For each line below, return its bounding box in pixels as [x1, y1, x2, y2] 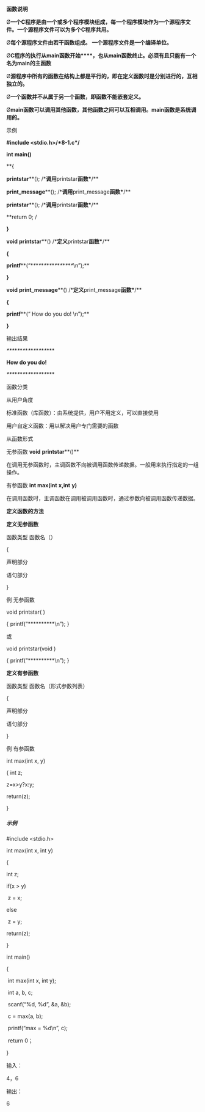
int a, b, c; [7, 989, 33, 996]
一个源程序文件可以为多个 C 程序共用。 [16, 26, 112, 33]
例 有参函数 [6, 745, 35, 752]
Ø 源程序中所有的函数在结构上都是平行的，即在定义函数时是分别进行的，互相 [6, 73, 198, 79]
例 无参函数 [6, 596, 35, 603]
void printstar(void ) [6, 645, 56, 652]
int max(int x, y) [6, 757, 46, 765]
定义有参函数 [6, 669, 38, 677]
